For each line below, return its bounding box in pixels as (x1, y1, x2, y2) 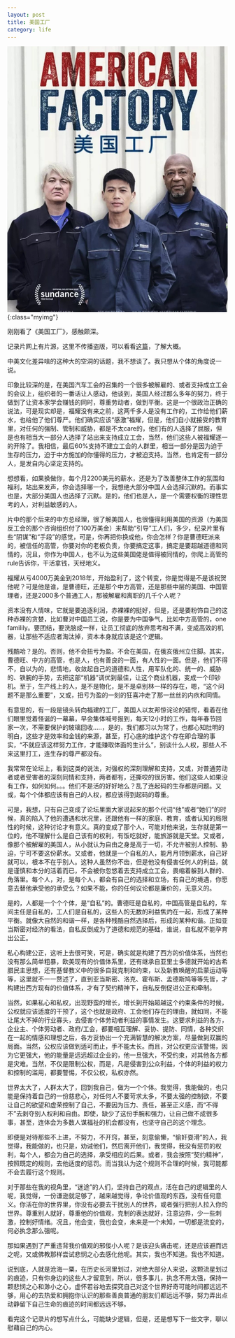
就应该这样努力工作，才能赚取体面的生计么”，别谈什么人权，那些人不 (28, 740, 227, 749)
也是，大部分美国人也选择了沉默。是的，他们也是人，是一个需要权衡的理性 (7, 491, 222, 500)
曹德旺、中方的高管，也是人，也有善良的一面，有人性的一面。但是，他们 (7, 656, 215, 664)
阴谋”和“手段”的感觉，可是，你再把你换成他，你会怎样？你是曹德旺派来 (16, 532, 220, 541)
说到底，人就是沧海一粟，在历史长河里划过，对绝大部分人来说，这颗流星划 (7, 1265, 222, 1273)
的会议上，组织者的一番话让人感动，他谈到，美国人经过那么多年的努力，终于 (7, 389, 228, 398)
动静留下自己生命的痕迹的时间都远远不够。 (7, 1300, 130, 1308)
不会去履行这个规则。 (7, 1167, 69, 1176)
